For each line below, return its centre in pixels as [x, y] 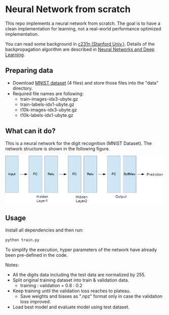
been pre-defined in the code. [37, 255]
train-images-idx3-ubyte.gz [49, 99]
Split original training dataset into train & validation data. [71, 280]
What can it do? [30, 131]
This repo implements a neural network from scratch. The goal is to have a [83, 23]
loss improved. [35, 302]
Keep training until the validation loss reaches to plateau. [72, 291]
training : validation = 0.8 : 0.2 [51, 286]
